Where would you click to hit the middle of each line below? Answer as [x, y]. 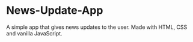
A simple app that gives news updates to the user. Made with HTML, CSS [97, 27]
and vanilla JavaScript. [34, 33]
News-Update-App [55, 10]
